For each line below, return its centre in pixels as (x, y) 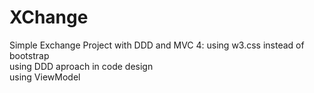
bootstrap (29, 55)
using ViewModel (45, 77)
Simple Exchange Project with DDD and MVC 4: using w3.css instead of (157, 45)
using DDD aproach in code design (81, 66)
